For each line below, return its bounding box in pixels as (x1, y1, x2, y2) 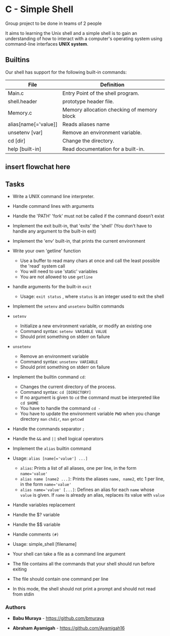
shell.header (8, 98, 37, 105)
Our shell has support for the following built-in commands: (5, 69, 127, 75)
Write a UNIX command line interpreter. (12, 193, 95, 199)
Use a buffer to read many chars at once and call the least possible (20, 257, 160, 264)
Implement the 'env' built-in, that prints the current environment (12, 238, 146, 244)
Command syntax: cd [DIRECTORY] (20, 389, 92, 395)
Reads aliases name (62, 121, 110, 128)
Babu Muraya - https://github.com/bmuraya (12, 615, 105, 621)
